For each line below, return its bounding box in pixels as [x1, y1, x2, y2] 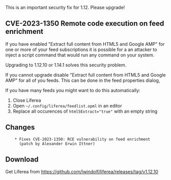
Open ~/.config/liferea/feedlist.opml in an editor [12, 102, 122, 109]
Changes [5, 123, 35, 132]
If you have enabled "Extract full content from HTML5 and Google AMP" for [5, 41, 165, 47]
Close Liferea [12, 97, 41, 103]
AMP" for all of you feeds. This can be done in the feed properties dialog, [5, 77, 160, 83]
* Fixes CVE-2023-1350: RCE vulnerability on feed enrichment [14, 136, 150, 142]
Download [5, 155, 39, 164]
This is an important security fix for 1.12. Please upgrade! [5, 5, 125, 10]
